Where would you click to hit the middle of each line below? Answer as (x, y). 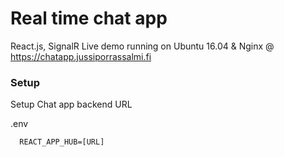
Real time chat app (89, 18)
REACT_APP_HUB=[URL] (62, 142)
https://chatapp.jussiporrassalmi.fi (81, 56)
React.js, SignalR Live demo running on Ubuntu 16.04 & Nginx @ (142, 46)
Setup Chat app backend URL (71, 104)
